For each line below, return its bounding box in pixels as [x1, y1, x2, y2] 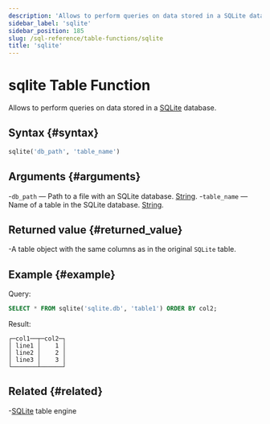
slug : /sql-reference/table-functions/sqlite [8, 34, 163, 43]
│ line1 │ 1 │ [8, 342, 67, 350]
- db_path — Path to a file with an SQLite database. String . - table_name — [8, 191, 248, 201]
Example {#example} [8, 267, 116, 282]
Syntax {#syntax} [8, 126, 99, 140]
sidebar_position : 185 [8, 27, 84, 35]
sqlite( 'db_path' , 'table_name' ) [8, 147, 121, 155]
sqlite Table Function [8, 76, 151, 95]
